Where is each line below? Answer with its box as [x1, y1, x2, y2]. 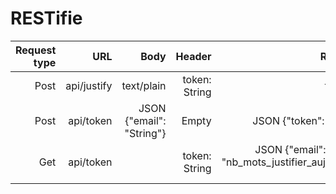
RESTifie [10, 7, 83, 30]
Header [175, 49, 212, 63]
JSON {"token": [252, 113, 325, 127]
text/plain [121, 78, 167, 92]
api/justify [65, 78, 113, 92]
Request [15, 43, 57, 57]
